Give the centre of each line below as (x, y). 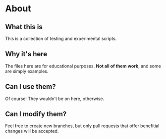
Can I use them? (30, 87)
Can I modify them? (36, 114)
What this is (24, 27)
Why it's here (26, 54)
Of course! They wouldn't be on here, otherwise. (55, 99)
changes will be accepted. (32, 131)
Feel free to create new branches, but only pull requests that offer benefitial (82, 126)
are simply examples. (27, 71)
